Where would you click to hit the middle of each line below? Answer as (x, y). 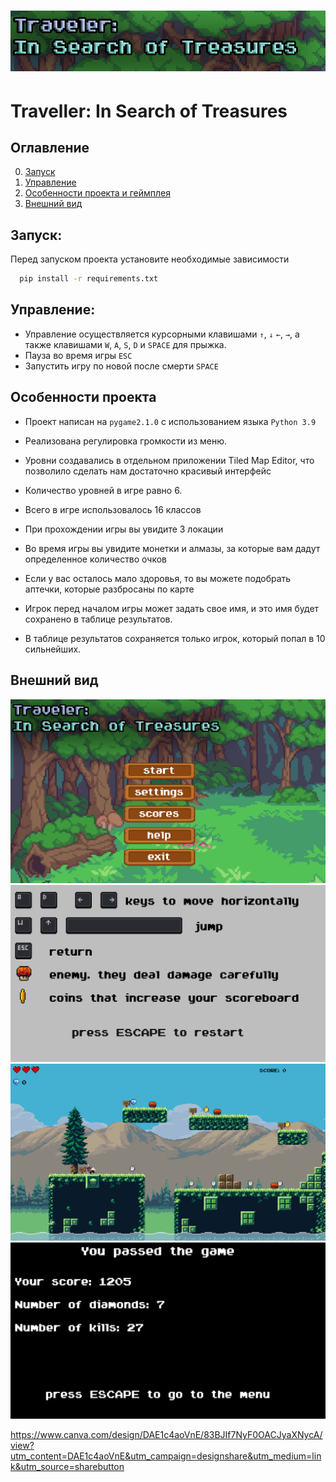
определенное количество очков (96, 559)
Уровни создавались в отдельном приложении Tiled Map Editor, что (169, 460)
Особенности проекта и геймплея (97, 193)
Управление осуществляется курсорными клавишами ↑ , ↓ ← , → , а (162, 334)
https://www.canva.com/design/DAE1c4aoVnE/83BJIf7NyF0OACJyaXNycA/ (166, 1435)
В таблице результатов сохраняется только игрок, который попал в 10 (175, 638)
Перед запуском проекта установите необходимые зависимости (150, 259)
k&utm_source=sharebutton (67, 1467)
